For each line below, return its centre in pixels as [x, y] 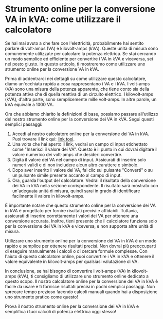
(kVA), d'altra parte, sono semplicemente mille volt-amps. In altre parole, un [81, 99]
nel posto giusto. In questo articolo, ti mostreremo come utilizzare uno [75, 64]
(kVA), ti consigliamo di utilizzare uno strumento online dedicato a [83, 276]
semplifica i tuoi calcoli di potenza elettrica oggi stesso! [61, 311]
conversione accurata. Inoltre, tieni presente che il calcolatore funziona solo [81, 221]
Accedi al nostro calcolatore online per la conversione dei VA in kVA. [81, 134]
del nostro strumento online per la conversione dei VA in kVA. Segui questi [80, 119]
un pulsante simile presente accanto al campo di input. [67, 175]
